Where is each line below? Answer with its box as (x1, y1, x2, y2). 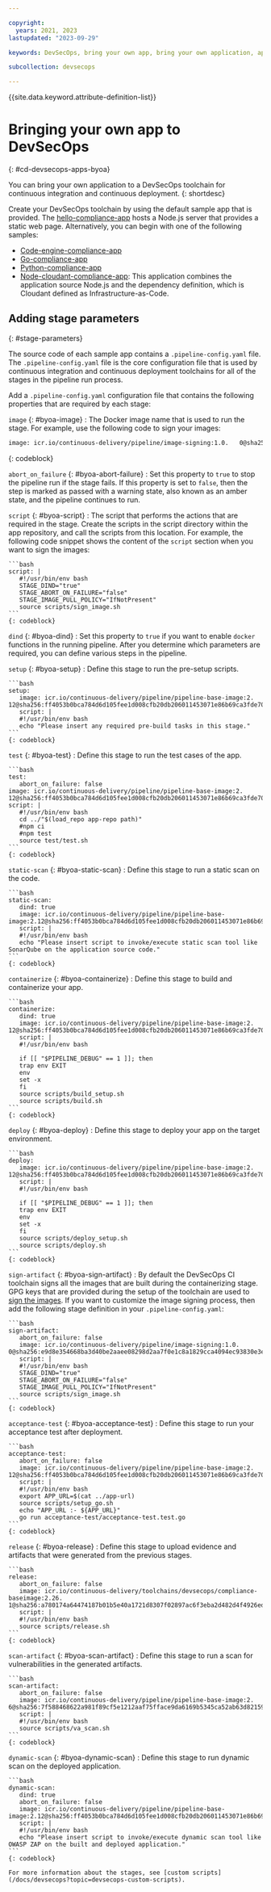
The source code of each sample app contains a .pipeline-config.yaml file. (8, 349, 261, 359)
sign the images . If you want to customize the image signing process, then (8, 1295, 256, 1305)
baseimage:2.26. (8, 1594, 63, 1602)
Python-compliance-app (19, 263, 102, 273)
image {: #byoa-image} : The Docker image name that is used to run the (8, 414, 245, 424)
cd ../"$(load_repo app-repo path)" (19, 815, 143, 824)
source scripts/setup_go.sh (19, 1499, 114, 1507)
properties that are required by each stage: (8, 399, 152, 409)
